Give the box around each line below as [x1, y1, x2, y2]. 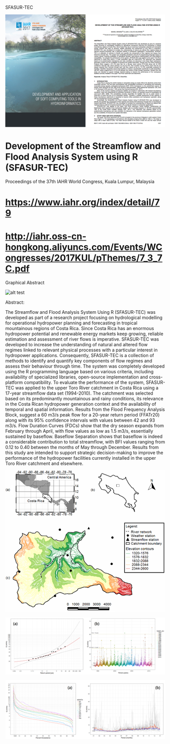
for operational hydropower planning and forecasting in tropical [5, 320, 138, 326]
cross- [149, 374, 163, 380]
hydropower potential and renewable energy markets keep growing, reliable [5, 331, 163, 337]
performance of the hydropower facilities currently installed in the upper [5, 455, 156, 461]
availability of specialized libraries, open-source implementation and [5, 374, 148, 380]
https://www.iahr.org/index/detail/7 [5, 196, 160, 208]
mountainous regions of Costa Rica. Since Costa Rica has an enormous [5, 325, 154, 332]
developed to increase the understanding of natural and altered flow [5, 342, 148, 348]
